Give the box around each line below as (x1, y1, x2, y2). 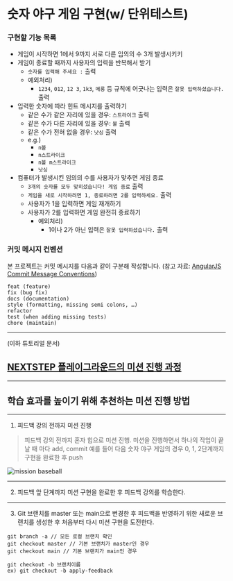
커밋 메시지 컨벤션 (7, 244, 64, 254)
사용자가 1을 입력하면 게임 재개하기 (27, 199, 121, 208)
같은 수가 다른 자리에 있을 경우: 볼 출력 (27, 119, 130, 128)
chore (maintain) (7, 319, 58, 326)
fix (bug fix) (7, 289, 49, 296)
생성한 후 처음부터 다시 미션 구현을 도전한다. (35, 518, 155, 526)
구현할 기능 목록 (7, 33, 57, 42)
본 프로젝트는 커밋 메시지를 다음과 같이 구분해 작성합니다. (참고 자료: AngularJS (7, 262, 222, 270)
